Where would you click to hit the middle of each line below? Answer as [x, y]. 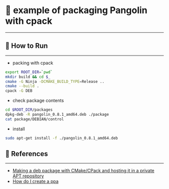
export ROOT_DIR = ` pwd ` [29, 72]
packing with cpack [33, 63]
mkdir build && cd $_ [28, 77]
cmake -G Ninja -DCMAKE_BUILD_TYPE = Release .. [55, 81]
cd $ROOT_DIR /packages [29, 110]
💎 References [27, 154]
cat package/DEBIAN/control [35, 119]
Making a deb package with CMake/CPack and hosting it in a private [83, 171]
